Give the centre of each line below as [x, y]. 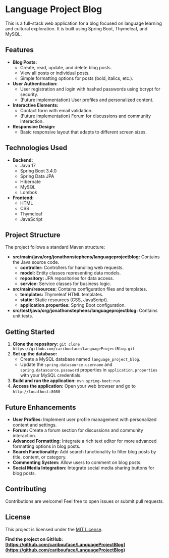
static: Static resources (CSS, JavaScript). [64, 300]
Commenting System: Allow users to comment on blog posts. [77, 462]
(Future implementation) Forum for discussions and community [86, 116]
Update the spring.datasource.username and [66, 364]
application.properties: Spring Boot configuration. [73, 305]
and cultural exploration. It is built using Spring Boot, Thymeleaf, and [76, 28]
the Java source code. [36, 262]
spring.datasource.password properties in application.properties [89, 370]
